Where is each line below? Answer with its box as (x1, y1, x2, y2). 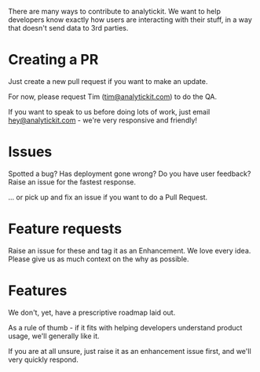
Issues (8, 143, 53, 161)
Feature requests (8, 220, 123, 238)
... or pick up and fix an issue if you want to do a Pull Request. (8, 192, 208, 202)
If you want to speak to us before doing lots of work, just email (8, 107, 211, 116)
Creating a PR (8, 51, 99, 69)
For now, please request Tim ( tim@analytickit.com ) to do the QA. (8, 92, 218, 101)
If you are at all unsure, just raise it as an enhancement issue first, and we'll (8, 346, 251, 356)
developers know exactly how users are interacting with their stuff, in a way (8, 15, 253, 24)
